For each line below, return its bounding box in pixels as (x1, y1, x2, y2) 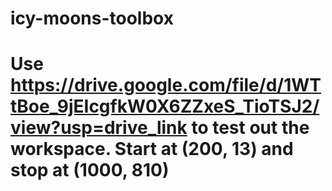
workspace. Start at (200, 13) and (10, 138, 294, 161)
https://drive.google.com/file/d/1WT (10, 74, 322, 97)
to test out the (191, 117, 310, 139)
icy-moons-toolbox (10, 7, 174, 30)
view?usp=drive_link (10, 117, 188, 139)
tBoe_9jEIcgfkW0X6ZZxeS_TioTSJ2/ (10, 95, 320, 118)
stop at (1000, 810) (10, 159, 170, 182)
